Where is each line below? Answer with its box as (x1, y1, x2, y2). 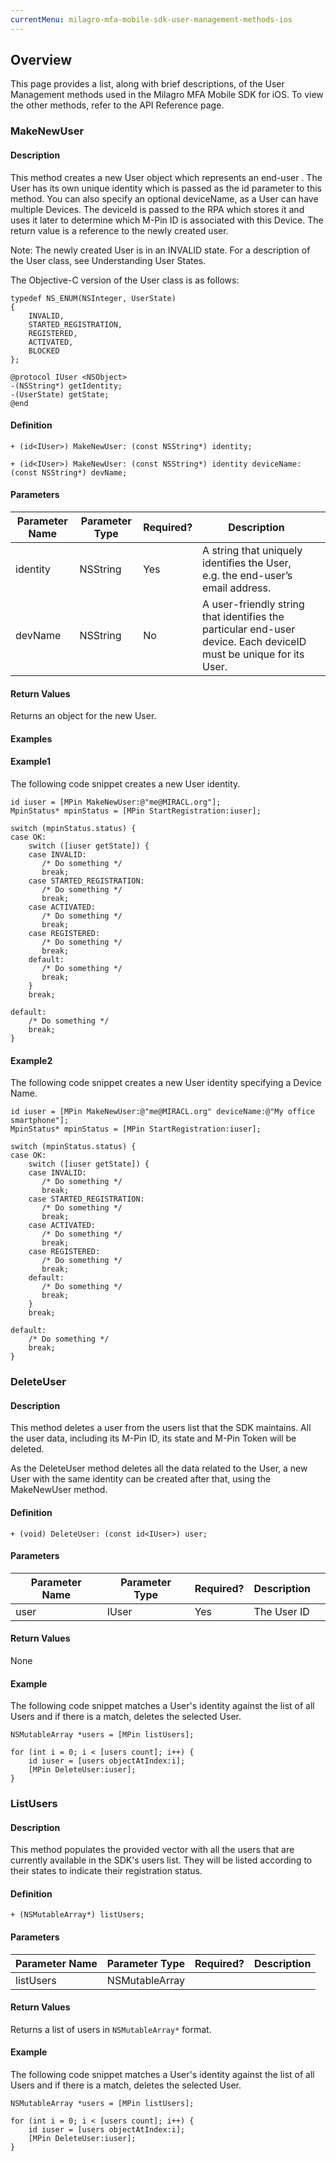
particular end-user (202, 622, 296, 636)
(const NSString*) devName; (10, 467, 128, 478)
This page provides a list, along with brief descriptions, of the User (10, 78, 285, 90)
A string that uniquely (202, 543, 303, 557)
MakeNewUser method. (10, 1484, 108, 1496)
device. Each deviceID (202, 634, 307, 648)
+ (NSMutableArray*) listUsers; (10, 1910, 145, 1920)
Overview (10, 52, 73, 69)
